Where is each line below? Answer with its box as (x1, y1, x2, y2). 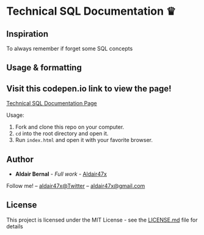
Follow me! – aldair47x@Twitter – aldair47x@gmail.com (6, 182, 145, 190)
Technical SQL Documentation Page (6, 100, 98, 107)
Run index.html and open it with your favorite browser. (15, 136, 153, 144)
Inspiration (6, 29, 49, 39)
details (6, 222, 23, 230)
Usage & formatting (6, 62, 82, 73)
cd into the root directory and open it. (15, 130, 109, 137)
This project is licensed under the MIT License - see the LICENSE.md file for (6, 216, 198, 223)
